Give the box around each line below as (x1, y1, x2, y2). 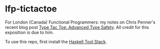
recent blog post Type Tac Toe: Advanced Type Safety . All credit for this (5, 24, 149, 30)
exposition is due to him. (5, 29, 54, 35)
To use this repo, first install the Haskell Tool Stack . (5, 38, 107, 44)
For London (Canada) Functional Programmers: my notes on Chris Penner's (5, 19, 156, 25)
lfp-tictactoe (5, 3, 57, 14)
